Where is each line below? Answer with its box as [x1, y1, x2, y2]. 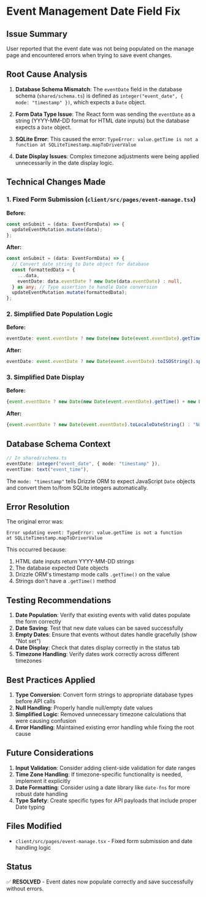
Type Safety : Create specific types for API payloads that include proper [15, 796, 197, 804]
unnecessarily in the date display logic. [15, 159, 114, 166]
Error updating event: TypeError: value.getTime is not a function [6, 530, 183, 536]
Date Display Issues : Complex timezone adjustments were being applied [15, 152, 199, 160]
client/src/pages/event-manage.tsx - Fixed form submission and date [15, 837, 193, 844]
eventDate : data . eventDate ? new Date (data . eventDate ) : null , [17, 278, 183, 284]
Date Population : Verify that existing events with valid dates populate [15, 611, 191, 619]
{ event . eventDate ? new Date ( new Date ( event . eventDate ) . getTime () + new [6, 399, 196, 405]
